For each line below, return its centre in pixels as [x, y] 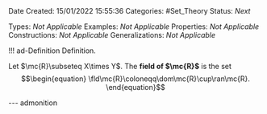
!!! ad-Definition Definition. [52, 51]
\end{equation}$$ [136, 87]
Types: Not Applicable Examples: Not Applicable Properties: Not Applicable [134, 26]
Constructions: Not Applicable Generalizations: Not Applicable [112, 35]
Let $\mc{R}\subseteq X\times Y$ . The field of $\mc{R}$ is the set [120, 66]
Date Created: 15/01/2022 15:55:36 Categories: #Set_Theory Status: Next [129, 11]
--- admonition [33, 103]
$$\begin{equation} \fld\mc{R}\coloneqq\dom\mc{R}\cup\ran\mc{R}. [136, 79]
